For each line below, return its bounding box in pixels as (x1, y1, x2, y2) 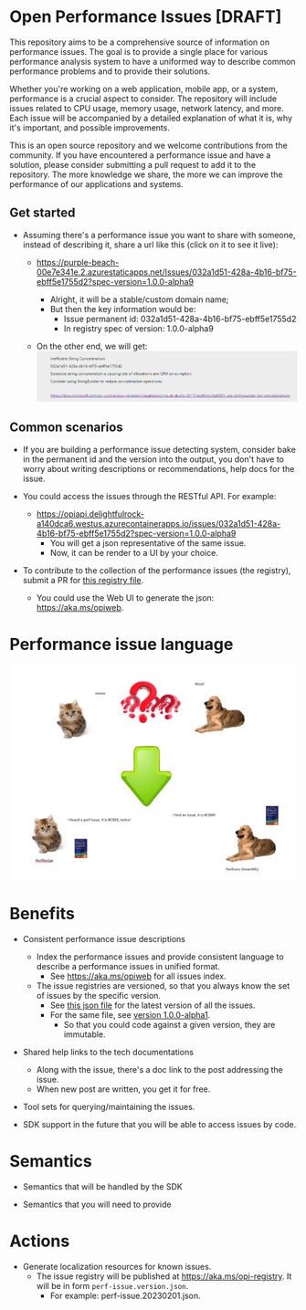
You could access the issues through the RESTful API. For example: (22, 490, 277, 501)
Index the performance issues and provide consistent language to (36, 951, 285, 962)
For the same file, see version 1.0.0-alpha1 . (49, 1010, 211, 1021)
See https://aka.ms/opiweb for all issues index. (49, 970, 227, 982)
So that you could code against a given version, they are (63, 1020, 276, 1031)
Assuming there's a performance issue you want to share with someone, (22, 229, 296, 240)
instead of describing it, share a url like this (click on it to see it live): (22, 239, 279, 250)
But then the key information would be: (49, 303, 196, 314)
